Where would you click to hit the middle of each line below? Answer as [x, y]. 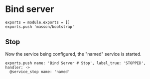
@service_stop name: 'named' [40, 72]
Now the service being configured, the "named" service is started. [73, 54]
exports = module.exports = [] [38, 22]
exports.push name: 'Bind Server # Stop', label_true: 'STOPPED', [75, 63]
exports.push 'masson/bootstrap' [40, 27]
